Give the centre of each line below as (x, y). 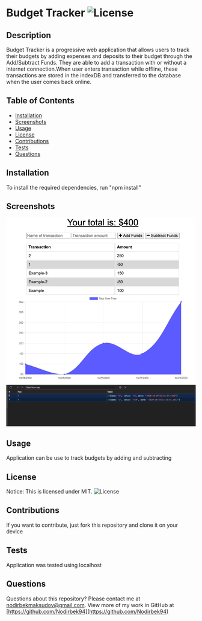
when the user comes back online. (49, 82)
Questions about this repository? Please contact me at (73, 599)
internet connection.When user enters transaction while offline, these (92, 69)
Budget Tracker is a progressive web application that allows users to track (98, 50)
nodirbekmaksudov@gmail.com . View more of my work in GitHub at (90, 605)
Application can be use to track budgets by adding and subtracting (89, 458)
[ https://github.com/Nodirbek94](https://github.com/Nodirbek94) (87, 611)
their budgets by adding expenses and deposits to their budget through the (99, 56)
